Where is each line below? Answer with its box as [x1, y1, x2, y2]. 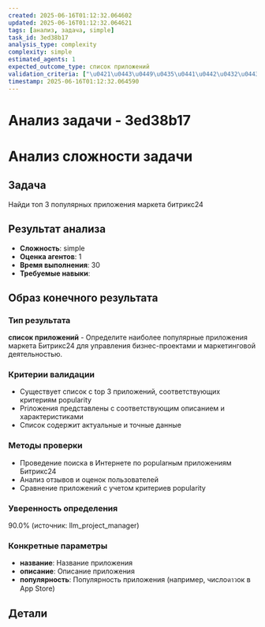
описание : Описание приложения [19, 566, 136, 576]
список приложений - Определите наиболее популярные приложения [8, 332, 248, 343]
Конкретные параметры [8, 540, 108, 551]
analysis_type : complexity [8, 41, 97, 49]
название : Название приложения [19, 558, 133, 568]
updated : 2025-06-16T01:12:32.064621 [8, 19, 132, 27]
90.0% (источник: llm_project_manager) [8, 521, 140, 530]
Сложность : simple [19, 243, 85, 253]
